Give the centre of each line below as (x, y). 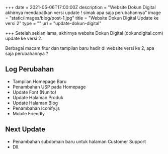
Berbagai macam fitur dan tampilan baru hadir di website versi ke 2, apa (80, 48)
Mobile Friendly (29, 113)
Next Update (25, 130)
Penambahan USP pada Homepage (49, 87)
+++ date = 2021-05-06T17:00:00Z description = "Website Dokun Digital (80, 7)
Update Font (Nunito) (34, 92)
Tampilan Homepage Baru (39, 81)
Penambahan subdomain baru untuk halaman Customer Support (79, 141)
